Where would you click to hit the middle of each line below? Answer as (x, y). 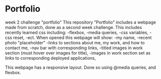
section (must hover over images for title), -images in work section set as (78, 53)
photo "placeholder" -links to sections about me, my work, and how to (75, 42)
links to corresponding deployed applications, (51, 58)
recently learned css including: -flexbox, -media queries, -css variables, (77, 32)
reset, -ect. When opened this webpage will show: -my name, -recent (82, 38)
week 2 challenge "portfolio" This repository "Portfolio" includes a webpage (80, 22)
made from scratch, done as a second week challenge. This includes (73, 27)
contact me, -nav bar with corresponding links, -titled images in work (74, 48)
